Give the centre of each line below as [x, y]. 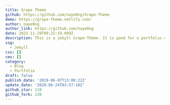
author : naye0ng [22, 24]
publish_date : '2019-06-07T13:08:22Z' [46, 80]
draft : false [19, 76]
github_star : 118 [24, 90]
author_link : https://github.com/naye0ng [50, 29]
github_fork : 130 [24, 94]
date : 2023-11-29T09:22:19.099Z [39, 33]
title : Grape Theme [26, 10]
